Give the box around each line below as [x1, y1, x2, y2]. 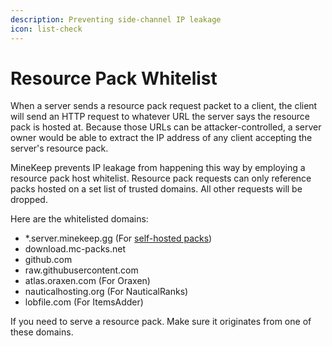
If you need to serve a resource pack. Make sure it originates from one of [10, 316, 312, 328]
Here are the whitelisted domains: [10, 213, 149, 225]
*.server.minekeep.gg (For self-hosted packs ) [24, 232, 213, 245]
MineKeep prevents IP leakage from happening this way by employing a [10, 162, 306, 174]
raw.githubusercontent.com [24, 264, 139, 276]
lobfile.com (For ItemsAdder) [24, 296, 144, 308]
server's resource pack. [10, 142, 109, 155]
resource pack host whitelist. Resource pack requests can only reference [10, 172, 312, 185]
